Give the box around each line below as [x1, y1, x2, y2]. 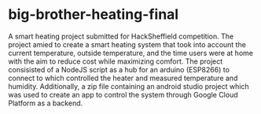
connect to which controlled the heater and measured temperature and [8, 73, 238, 83]
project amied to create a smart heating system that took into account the [8, 39, 246, 49]
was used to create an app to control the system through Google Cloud [8, 90, 238, 99]
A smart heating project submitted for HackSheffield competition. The [8, 31, 234, 41]
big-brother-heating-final [8, 6, 179, 24]
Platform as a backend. [8, 98, 83, 108]
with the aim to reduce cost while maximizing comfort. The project [8, 57, 223, 66]
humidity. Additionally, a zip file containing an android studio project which [8, 81, 249, 91]
